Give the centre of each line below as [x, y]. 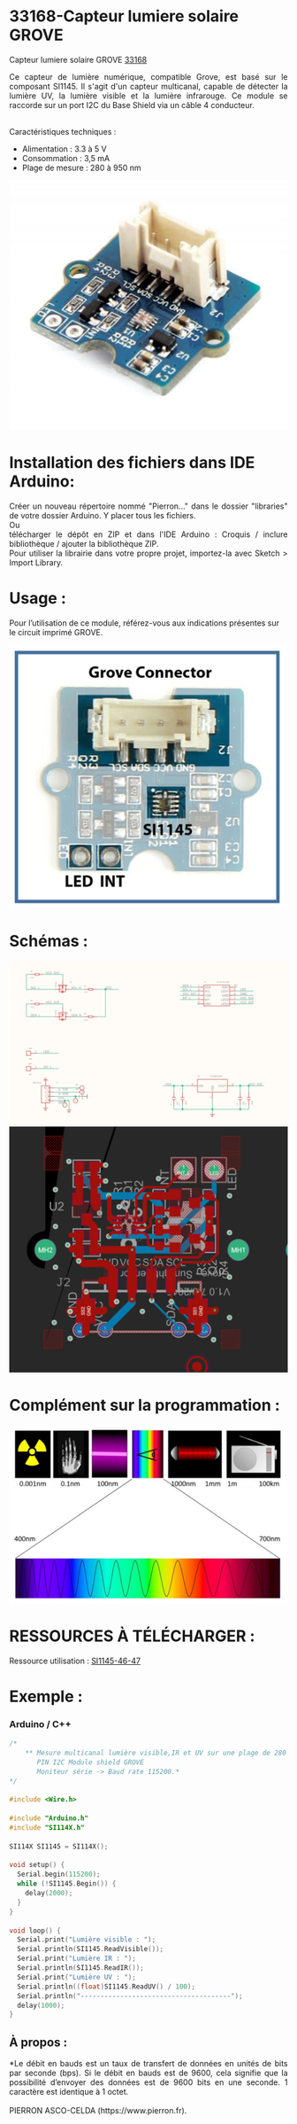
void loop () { [35, 1930]
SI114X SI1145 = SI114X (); [59, 1846]
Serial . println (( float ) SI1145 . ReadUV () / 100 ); [107, 1987]
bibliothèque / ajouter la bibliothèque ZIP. [84, 544]
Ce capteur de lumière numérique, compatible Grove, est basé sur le [148, 76]
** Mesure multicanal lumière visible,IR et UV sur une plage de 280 [156, 1753]
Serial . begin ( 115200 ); [59, 1875]
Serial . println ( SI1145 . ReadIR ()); [80, 1968]
